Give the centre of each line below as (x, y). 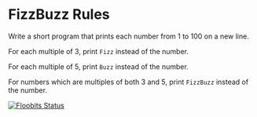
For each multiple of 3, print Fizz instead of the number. (99, 51)
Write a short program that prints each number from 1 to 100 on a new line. (128, 36)
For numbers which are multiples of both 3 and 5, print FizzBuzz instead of (128, 82)
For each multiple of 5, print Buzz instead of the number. (98, 66)
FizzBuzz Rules (59, 15)
